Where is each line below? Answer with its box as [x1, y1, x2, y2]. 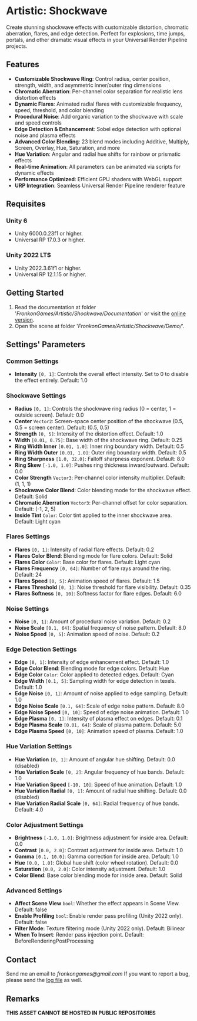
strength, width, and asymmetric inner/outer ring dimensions [14, 81, 162, 89]
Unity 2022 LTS [6, 251, 51, 259]
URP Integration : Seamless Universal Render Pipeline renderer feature [14, 182, 185, 189]
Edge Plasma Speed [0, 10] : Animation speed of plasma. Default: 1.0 [14, 728, 183, 735]
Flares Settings [6, 532, 50, 541]
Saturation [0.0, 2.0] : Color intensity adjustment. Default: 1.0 [14, 866, 166, 873]
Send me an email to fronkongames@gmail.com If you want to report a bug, [6, 970, 190, 977]
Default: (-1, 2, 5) [14, 505, 56, 512]
